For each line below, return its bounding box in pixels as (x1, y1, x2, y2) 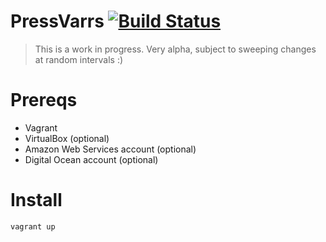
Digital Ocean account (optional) (24, 153, 159, 165)
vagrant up (10, 221, 56, 232)
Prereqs (10, 89, 78, 112)
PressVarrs (10, 10, 105, 33)
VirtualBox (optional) (24, 132, 110, 144)
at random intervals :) (34, 53, 124, 65)
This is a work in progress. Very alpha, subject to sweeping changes (34, 43, 317, 55)
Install (10, 189, 63, 212)
